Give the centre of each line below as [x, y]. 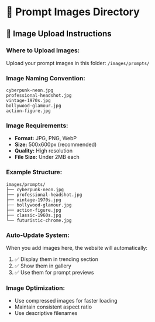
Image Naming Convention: [46, 78]
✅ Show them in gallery [43, 266]
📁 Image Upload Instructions [59, 34]
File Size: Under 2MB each [47, 157]
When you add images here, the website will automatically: [77, 248]
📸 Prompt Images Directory [73, 12]
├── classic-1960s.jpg [34, 215]
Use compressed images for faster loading [66, 301]
